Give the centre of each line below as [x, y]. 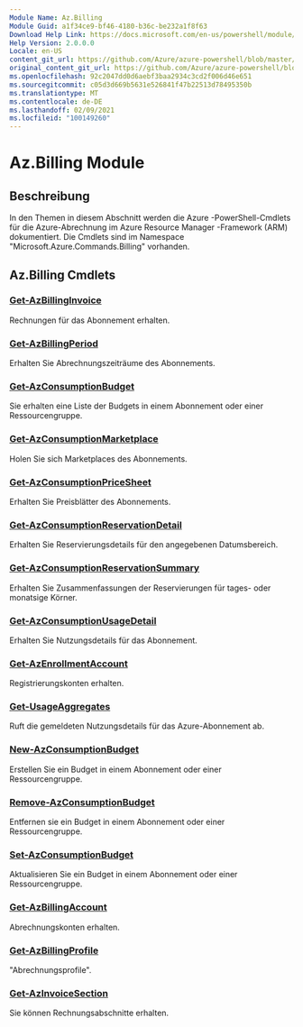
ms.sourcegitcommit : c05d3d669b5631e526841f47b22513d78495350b [131, 85]
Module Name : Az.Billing [56, 18]
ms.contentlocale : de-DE [56, 101]
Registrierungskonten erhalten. [67, 683]
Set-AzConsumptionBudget [71, 855]
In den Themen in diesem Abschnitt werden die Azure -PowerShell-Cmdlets [150, 218]
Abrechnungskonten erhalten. [64, 927]
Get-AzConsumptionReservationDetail [96, 525]
